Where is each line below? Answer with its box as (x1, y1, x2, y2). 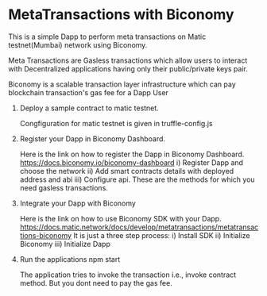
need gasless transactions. (19, 183, 109, 192)
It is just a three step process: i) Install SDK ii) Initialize (73, 230, 250, 240)
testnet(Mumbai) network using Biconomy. (8, 40, 148, 49)
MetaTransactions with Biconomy (8, 6, 234, 24)
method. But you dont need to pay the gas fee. (19, 278, 172, 287)
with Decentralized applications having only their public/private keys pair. (8, 63, 248, 73)
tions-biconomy (19, 230, 72, 240)
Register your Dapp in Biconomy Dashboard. (19, 133, 165, 144)
